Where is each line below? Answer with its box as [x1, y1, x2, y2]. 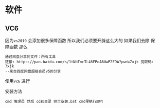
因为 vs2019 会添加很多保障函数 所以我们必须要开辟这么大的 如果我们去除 [5, 37, 150, 43]
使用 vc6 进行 [5, 78, 30, 84]
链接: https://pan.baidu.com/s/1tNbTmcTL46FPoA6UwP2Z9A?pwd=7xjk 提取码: [5, 59, 154, 64]
